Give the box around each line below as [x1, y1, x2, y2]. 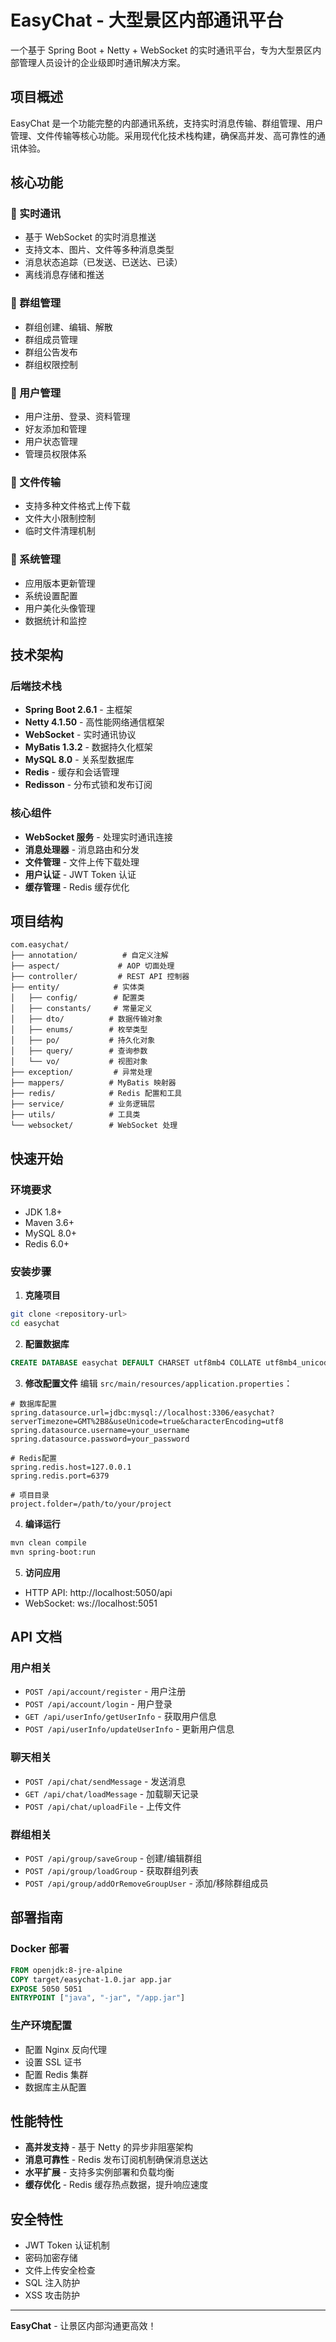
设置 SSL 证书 [24, 2056, 82, 2068]
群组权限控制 [24, 358, 78, 370]
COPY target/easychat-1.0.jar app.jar [10, 1974, 172, 1985]
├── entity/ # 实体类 [10, 982, 145, 993]
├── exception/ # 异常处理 [10, 1067, 153, 1078]
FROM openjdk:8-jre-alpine [10, 1965, 123, 1975]
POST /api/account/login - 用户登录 [24, 1698, 173, 1710]
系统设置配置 [24, 589, 78, 601]
